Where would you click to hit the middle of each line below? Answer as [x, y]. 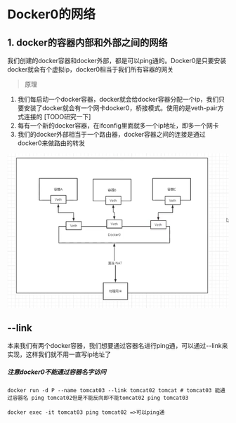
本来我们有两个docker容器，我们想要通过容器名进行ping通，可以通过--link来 [118, 346]
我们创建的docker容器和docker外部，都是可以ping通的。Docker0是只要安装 [117, 61]
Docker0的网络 [52, 14]
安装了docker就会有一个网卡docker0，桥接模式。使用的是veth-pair [120, 108]
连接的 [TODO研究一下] [57, 117]
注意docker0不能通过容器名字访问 [57, 372]
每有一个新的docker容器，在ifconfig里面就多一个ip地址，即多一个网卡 [118, 126]
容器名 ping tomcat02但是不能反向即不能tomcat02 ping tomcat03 [100, 398]
